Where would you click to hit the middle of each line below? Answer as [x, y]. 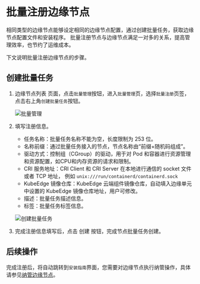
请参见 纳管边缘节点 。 [32, 274]
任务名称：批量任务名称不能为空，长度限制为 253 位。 [90, 139]
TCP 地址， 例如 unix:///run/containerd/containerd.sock [107, 176]
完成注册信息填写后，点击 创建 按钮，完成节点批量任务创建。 [89, 231]
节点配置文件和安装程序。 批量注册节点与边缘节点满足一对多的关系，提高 [96, 37]
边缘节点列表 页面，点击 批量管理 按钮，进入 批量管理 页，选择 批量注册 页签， [102, 93]
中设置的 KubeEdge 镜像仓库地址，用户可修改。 [82, 191]
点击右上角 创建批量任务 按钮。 [49, 101]
